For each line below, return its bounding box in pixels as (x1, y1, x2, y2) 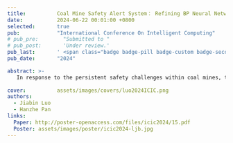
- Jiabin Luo (13, 99, 51, 107)
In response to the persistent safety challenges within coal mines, (16, 74, 222, 81)
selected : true (7, 23, 70, 30)
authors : (7, 93, 33, 100)
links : (7, 113, 26, 120)
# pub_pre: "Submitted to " (7, 36, 110, 43)
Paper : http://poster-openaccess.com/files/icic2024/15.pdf (13, 119, 191, 126)
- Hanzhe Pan (13, 106, 51, 113)
